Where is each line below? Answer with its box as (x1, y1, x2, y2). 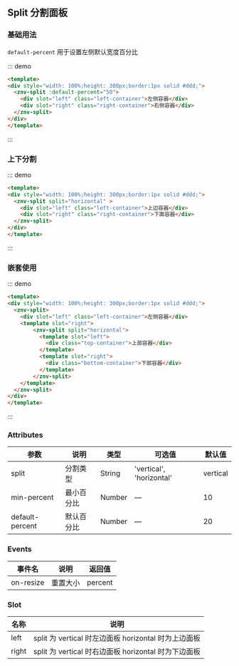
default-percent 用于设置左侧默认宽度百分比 (7, 47, 139, 56)
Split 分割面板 (7, 6, 68, 19)
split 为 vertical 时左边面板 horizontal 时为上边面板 (33, 633, 201, 643)
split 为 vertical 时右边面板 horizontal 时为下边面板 (33, 647, 201, 657)
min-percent (11, 493, 54, 503)
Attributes (7, 430, 43, 440)
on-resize (11, 577, 45, 587)
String (100, 468, 121, 478)
